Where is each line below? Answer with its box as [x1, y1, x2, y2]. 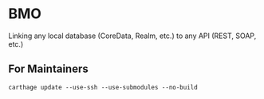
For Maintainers [8, 63, 89, 76]
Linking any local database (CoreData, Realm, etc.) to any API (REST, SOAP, [8, 31, 257, 40]
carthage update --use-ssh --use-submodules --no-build [8, 83, 198, 91]
